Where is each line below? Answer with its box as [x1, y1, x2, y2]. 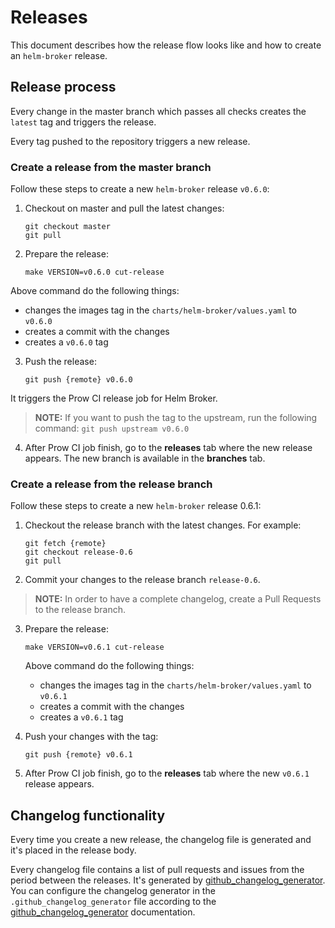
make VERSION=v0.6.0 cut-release [24, 267, 165, 278]
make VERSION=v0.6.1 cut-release [24, 642, 165, 653]
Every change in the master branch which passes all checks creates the [10, 105, 307, 117]
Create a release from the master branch [10, 160, 212, 174]
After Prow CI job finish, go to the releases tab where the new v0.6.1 [24, 767, 310, 780]
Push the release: [24, 356, 97, 368]
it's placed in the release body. [10, 844, 137, 856]
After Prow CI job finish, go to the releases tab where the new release [24, 442, 313, 454]
